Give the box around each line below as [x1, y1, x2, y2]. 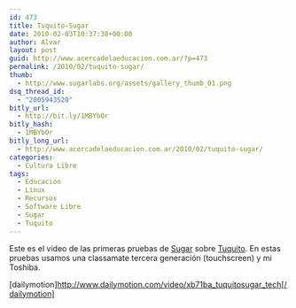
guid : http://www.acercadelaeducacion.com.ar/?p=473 [9, 54, 208, 63]
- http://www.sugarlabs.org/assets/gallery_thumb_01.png [17, 79, 232, 88]
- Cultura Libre [17, 161, 77, 170]
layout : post [9, 46, 58, 55]
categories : [9, 152, 53, 162]
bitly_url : [9, 104, 50, 112]
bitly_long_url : [9, 136, 69, 145]
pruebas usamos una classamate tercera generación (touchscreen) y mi [9, 252, 272, 263]
